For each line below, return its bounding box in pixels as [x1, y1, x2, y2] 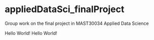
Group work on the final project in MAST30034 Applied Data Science [5, 20, 149, 26]
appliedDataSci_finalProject [5, 4, 125, 15]
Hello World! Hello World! [5, 30, 58, 36]
